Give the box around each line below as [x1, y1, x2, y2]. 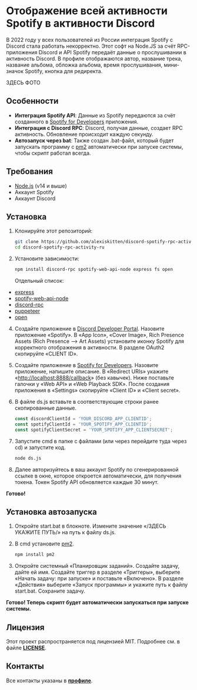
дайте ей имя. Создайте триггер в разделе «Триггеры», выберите [14, 568, 181, 576]
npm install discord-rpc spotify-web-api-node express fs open [14, 267, 173, 273]
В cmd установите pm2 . [14, 540, 75, 547]
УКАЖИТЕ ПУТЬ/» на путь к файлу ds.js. [14, 529, 116, 536]
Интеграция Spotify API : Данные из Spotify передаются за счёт [14, 112, 176, 119]
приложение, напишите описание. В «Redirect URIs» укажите [14, 368, 169, 375]
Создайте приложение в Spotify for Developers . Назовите [14, 362, 159, 368]
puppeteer [14, 308, 40, 314]
